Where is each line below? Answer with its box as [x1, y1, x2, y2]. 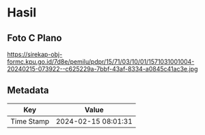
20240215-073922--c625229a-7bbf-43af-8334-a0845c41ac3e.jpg [7, 65, 198, 73]
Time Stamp [10, 116, 50, 126]
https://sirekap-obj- [7, 50, 63, 58]
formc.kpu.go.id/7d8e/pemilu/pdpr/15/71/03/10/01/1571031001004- [7, 58, 195, 66]
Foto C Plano [7, 32, 62, 44]
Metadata [7, 84, 49, 97]
